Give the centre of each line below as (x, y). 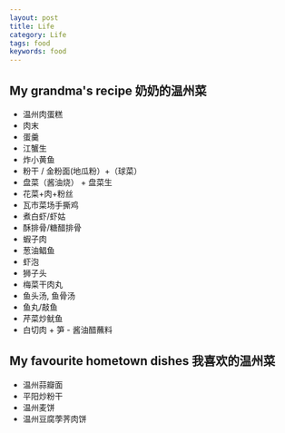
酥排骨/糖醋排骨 (52, 227)
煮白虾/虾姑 (44, 216)
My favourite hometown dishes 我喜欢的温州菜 (142, 361)
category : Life (38, 34)
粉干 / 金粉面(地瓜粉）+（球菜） (82, 171)
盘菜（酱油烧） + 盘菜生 (67, 182)
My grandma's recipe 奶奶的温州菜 (108, 90)
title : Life (32, 26)
